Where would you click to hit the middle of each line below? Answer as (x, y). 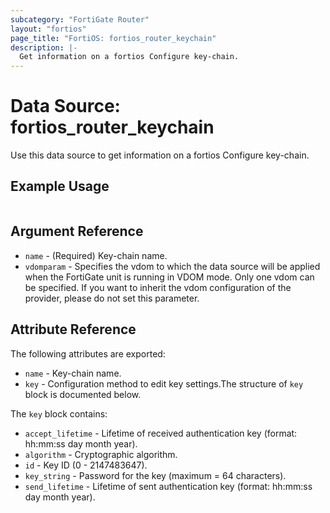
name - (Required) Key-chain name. (96, 255)
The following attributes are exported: (88, 353)
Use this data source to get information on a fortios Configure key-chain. (160, 155)
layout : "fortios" (48, 29)
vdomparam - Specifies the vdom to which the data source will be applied (172, 266)
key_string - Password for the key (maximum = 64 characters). (155, 475)
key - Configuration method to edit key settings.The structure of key (164, 383)
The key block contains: (59, 413)
